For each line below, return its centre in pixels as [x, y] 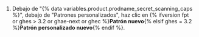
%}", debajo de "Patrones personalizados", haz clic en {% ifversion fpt [100, 15]
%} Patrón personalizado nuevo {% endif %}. [68, 27]
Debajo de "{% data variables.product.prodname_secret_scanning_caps [102, 9]
